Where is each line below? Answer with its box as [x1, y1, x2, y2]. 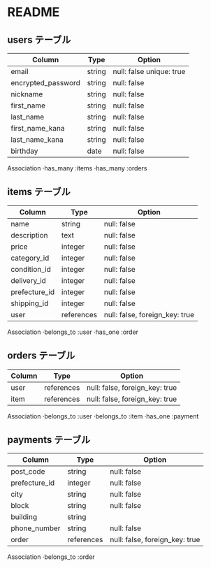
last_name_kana [10, 135, 64, 144]
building [10, 512, 37, 522]
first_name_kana [10, 124, 65, 133]
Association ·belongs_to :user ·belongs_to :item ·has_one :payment [7, 412, 199, 420]
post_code [10, 467, 45, 476]
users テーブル [7, 34, 71, 45]
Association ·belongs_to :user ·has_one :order [7, 328, 138, 336]
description [10, 230, 48, 240]
